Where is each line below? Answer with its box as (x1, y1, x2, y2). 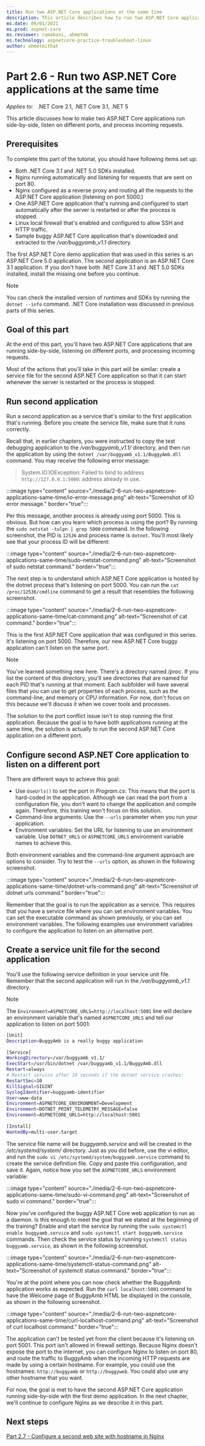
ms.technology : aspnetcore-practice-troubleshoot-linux (6, 37, 151, 43)
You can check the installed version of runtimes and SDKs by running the (6, 293, 190, 301)
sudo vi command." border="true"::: (6, 1197, 96, 1205)
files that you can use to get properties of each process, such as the (6, 687, 178, 695)
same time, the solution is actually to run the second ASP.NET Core (6, 725, 176, 732)
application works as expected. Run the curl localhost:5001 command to (6, 1285, 192, 1292)
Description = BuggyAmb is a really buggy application (6, 1037, 143, 1044)
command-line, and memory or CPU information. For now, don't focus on (6, 694, 190, 701)
